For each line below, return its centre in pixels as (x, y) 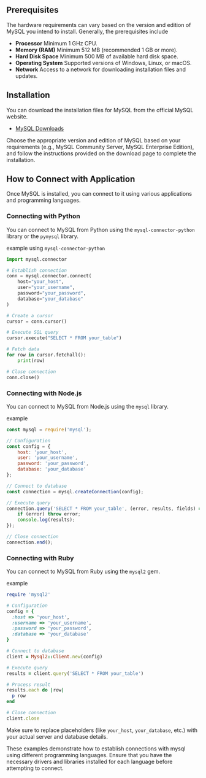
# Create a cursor (30, 315)
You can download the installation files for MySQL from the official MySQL (100, 110)
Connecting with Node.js (44, 393)
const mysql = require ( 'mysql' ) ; (49, 429)
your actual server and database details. (57, 736)
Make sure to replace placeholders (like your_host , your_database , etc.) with (102, 730)
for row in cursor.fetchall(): (46, 355)
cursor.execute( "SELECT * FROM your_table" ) (64, 338)
